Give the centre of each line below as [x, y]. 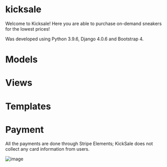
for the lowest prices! [28, 29]
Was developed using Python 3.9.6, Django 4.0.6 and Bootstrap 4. [75, 39]
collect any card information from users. [47, 149]
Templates [28, 106]
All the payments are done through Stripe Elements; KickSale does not [79, 144]
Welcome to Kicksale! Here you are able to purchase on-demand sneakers [83, 23]
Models [21, 59]
